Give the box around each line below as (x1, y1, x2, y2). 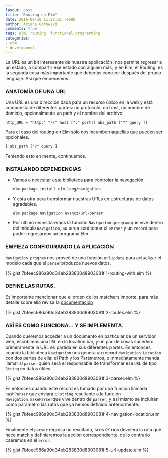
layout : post (5, 7, 33, 13)
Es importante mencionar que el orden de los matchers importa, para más (5, 294, 158, 300)
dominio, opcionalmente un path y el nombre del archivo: (5, 110, 124, 116)
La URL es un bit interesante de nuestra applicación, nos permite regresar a (5, 59, 162, 65)
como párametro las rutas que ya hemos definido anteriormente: (5, 401, 140, 408)
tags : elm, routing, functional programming (5, 31, 100, 36)
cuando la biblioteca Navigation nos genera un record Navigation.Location (5, 350, 161, 356)
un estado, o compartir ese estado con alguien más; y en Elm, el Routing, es (5, 64, 163, 70)
